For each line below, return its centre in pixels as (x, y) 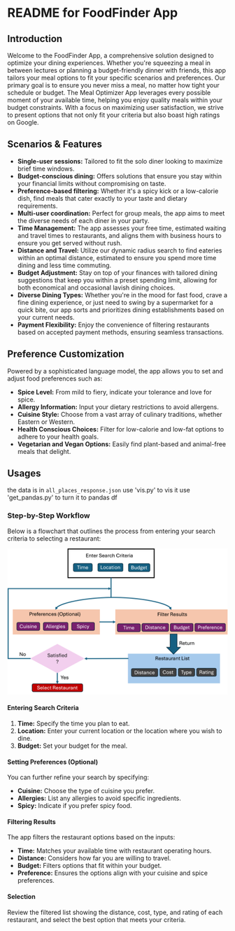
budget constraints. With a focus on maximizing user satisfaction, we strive (115, 107)
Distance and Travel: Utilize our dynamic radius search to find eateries (120, 250)
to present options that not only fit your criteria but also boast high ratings (114, 115)
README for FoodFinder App (93, 13)
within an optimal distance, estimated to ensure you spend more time (117, 257)
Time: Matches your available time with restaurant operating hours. (114, 851)
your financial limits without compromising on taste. (92, 183)
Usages (24, 474)
